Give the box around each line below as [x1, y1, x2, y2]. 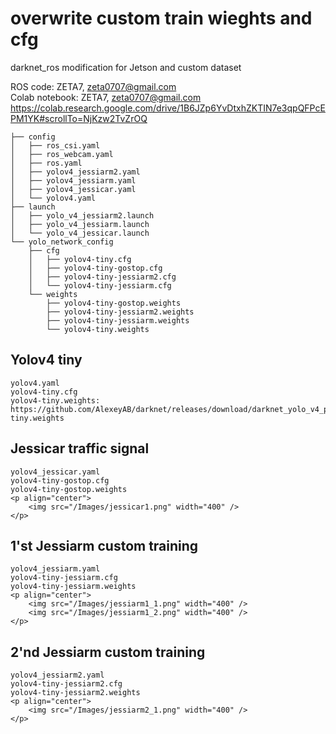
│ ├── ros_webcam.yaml [10, 149, 114, 159]
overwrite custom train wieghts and [10, 7, 313, 30]
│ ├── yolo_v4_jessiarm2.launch [10, 210, 155, 221]
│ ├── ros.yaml [10, 158, 83, 168]
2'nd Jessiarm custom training [10, 643, 206, 661]
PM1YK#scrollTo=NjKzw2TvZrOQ [10, 112, 148, 124]
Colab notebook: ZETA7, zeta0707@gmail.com [10, 91, 202, 103]
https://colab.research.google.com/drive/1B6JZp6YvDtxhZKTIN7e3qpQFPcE [10, 102, 326, 114]
